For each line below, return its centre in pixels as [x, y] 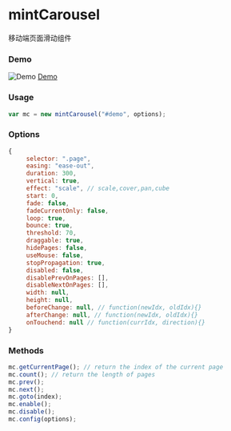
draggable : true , [55, 241]
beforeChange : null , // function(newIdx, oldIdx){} [114, 308]
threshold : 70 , [52, 233]
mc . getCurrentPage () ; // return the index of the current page [116, 367]
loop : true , [46, 218]
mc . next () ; [26, 389]
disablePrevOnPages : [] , [68, 278]
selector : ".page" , [58, 159]
